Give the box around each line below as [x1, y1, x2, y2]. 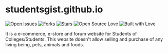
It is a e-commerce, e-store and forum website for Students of [5, 30, 137, 37]
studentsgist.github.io [5, 4, 103, 15]
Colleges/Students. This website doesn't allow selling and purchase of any [5, 36, 163, 42]
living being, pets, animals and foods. [5, 41, 84, 47]
